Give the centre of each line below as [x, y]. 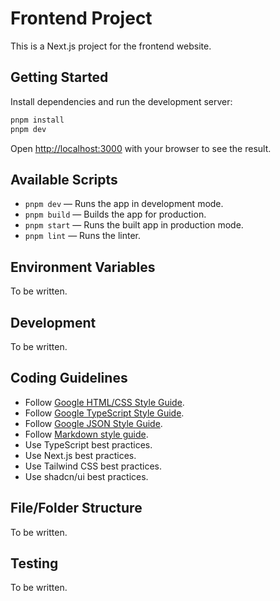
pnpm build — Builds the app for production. [115, 214]
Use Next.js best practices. [80, 455]
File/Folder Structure [76, 508]
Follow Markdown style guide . [86, 434]
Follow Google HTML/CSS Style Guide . [104, 402]
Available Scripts [64, 179]
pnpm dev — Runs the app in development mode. [124, 204]
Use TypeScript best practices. [88, 444]
